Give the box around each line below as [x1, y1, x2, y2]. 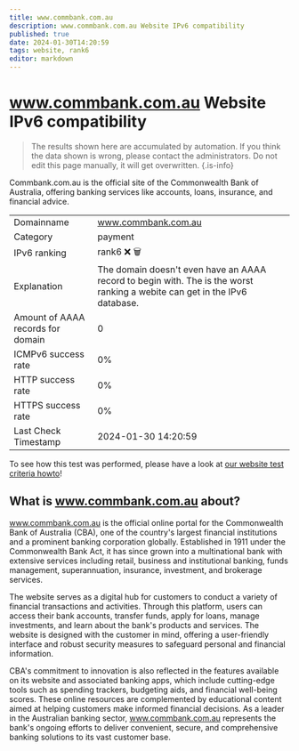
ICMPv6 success [13, 348, 85, 360]
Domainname [13, 215, 69, 228]
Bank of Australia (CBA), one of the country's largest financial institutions [9, 527, 278, 537]
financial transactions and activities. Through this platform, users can [9, 601, 263, 611]
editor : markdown [9, 54, 74, 63]
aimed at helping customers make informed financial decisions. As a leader [9, 703, 285, 714]
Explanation [13, 279, 63, 292]
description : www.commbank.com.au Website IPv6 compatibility [9, 21, 245, 30]
